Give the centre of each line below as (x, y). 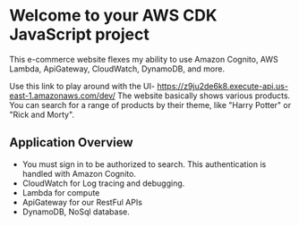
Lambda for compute (61, 192)
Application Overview (71, 142)
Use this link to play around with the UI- (82, 86)
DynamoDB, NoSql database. (76, 212)
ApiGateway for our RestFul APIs (82, 202)
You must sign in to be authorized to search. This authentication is (144, 164)
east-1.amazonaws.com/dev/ (63, 96)
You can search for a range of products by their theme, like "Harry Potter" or (150, 105)
